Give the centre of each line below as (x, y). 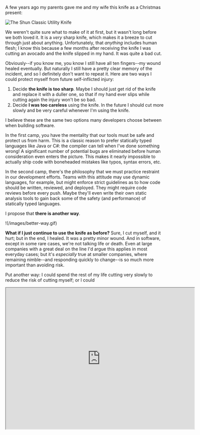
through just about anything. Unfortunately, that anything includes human (81, 43)
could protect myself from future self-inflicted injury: (60, 79)
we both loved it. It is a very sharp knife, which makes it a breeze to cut (79, 37)
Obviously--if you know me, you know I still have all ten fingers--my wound (83, 63)
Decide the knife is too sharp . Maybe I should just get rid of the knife (84, 89)
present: (14, 13)
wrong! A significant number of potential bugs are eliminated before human (83, 151)
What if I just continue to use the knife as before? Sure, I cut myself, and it (83, 233)
